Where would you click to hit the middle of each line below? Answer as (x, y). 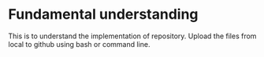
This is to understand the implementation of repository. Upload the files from (132, 36)
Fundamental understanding (103, 14)
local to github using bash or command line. (79, 44)
